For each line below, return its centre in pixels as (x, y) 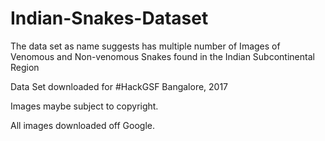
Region (25, 67)
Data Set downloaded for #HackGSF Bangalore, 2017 (119, 86)
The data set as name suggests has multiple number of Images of (145, 46)
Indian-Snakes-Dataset (109, 18)
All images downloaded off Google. (82, 125)
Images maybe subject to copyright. (84, 106)
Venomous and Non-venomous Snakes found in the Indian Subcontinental (162, 56)
